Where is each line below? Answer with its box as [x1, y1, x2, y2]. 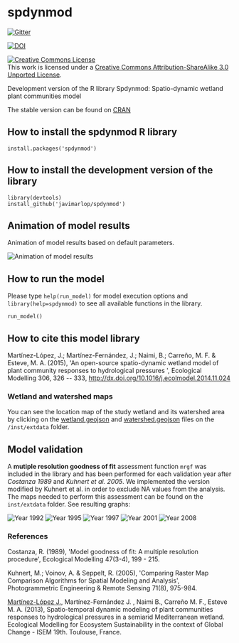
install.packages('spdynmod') [7, 145, 97, 152]
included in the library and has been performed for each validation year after [7, 470, 232, 478]
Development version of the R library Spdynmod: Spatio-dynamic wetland [7, 84, 224, 92]
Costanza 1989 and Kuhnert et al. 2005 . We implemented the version [7, 477, 210, 486]
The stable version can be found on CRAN [7, 105, 131, 114]
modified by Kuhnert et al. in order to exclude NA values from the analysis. [7, 485, 225, 494]
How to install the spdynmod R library [7, 126, 178, 139]
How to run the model [7, 273, 105, 285]
